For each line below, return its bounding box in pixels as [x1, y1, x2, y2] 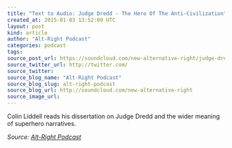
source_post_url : [7, 55, 57, 62]
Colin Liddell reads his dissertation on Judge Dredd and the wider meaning [7, 112, 220, 120]
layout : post [7, 23, 45, 30]
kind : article [7, 29, 48, 36]
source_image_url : [7, 94, 60, 101]
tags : [7, 49, 23, 56]
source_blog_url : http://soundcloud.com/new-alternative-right [7, 87, 193, 94]
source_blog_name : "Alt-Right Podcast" [7, 74, 122, 81]
